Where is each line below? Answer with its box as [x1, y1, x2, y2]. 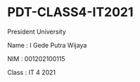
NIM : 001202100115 [7, 54, 65, 63]
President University [7, 27, 67, 36]
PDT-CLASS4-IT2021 [7, 4, 134, 20]
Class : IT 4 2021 [7, 68, 56, 76]
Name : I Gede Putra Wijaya [7, 41, 87, 49]
